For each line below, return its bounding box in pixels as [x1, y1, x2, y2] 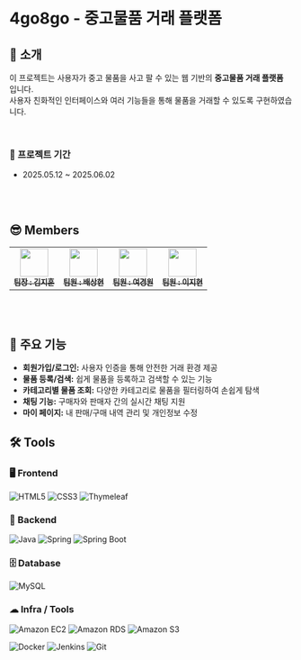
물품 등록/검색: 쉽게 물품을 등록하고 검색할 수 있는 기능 [22, 373, 213, 384]
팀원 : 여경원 [112, 277, 155, 288]
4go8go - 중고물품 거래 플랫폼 [9, 8, 223, 29]
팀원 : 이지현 [162, 277, 204, 288]
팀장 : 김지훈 [13, 277, 56, 288]
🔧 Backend [9, 513, 57, 526]
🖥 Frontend [9, 467, 58, 480]
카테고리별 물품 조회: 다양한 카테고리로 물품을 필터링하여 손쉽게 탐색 [22, 384, 261, 395]
